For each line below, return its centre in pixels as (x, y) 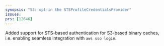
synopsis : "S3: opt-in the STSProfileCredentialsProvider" (68, 10)
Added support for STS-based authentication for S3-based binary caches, (82, 33)
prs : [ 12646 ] (19, 19)
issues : (13, 14)
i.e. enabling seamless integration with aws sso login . (61, 38)
